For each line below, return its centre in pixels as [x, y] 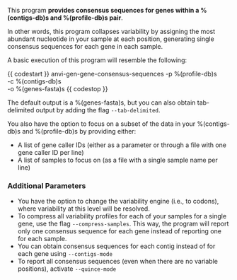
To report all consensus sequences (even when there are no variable [117, 262]
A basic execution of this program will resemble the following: [97, 60]
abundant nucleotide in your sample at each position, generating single [111, 39]
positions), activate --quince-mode [67, 269]
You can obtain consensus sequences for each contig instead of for [116, 246]
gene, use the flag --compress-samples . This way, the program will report [123, 224]
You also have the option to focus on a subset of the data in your [102, 124]
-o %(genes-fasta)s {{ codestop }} [58, 89]
